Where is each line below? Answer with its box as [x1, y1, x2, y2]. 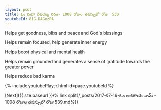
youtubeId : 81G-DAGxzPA [5, 16, 54, 21]
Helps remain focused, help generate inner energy [5, 39, 107, 45]
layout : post [5, 7, 32, 12]
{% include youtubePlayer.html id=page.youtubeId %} [5, 83, 114, 89]
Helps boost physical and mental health [5, 49, 85, 55]
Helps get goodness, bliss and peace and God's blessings [5, 30, 123, 36]
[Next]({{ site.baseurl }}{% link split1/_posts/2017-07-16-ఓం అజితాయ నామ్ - [5, 92, 156, 99]
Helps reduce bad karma [5, 73, 55, 79]
